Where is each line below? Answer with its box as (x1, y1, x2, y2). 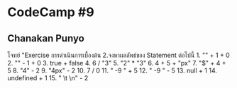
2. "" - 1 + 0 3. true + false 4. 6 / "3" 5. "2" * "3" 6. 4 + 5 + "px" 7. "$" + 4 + (7, 59, 226, 67)
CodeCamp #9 (7, 4, 94, 20)
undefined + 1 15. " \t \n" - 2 (7, 74, 89, 82)
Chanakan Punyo (7, 32, 85, 44)
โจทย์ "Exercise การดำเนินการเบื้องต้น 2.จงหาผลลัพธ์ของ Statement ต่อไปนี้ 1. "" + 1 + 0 (7, 51, 231, 59)
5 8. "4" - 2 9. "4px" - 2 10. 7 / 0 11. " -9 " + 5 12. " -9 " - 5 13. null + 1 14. (7, 66, 218, 75)
